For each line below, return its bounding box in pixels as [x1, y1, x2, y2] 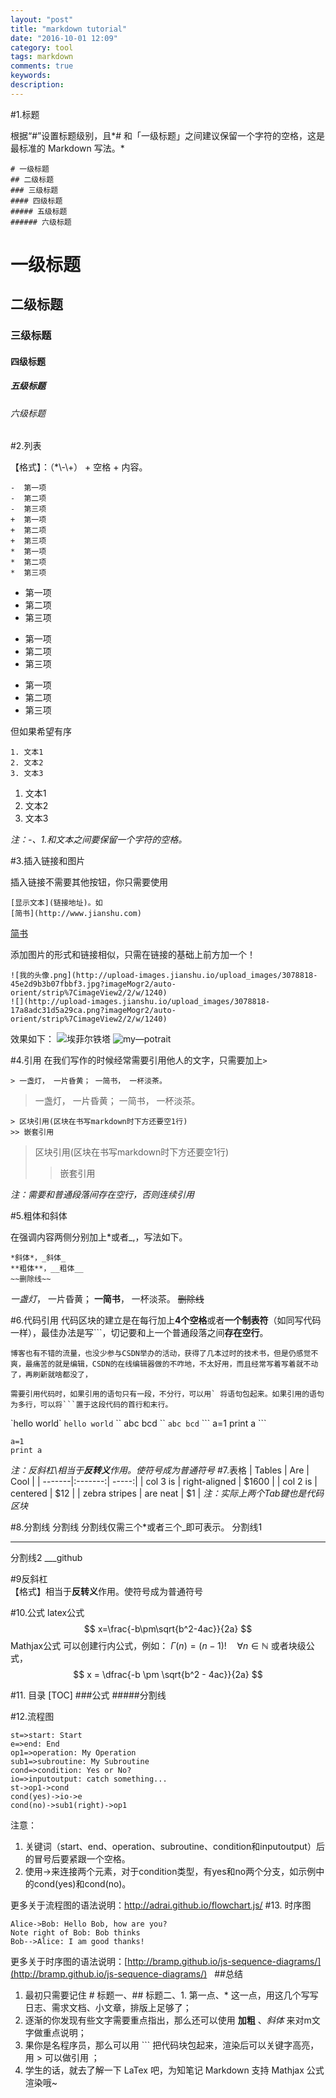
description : [10, 80, 65, 90]
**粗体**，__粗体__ [10, 1264, 84, 1274]
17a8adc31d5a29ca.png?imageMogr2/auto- [10, 1006, 177, 1016]
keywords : [10, 71, 52, 81]
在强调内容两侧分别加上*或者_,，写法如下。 [10, 1231, 188, 1243]
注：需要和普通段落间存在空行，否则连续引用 [10, 1189, 195, 1201]
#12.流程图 [10, 1711, 55, 1723]
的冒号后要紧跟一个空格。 [24, 1853, 131, 1865]
